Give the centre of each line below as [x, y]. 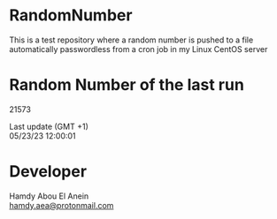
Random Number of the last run [127, 85]
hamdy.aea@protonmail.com [62, 205]
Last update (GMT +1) [49, 126]
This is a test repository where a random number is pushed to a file [131, 40]
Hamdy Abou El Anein [49, 196]
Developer [48, 172]
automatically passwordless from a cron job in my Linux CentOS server [138, 49]
